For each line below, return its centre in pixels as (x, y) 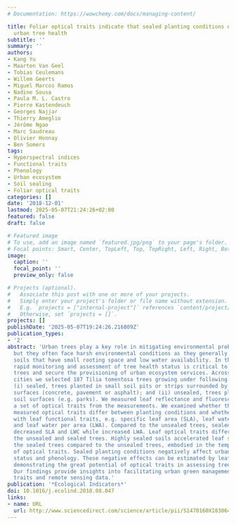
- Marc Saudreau (31, 131)
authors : (20, 53)
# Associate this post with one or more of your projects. (99, 294)
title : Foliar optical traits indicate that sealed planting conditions (116, 26)
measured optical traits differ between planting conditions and (111, 412)
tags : (15, 151)
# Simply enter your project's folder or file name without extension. (118, 301)
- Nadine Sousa (29, 92)
